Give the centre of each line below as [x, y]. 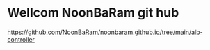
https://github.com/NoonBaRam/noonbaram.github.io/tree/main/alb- [105, 32]
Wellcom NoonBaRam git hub [93, 13]
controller [21, 39]
